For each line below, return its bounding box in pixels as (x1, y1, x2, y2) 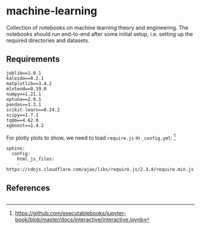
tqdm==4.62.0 (6, 117, 39, 123)
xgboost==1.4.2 (6, 122, 44, 128)
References (6, 183, 50, 193)
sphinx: (6, 146, 26, 152)
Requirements (6, 54, 60, 64)
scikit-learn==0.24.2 (6, 107, 60, 113)
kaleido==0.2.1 (6, 75, 44, 82)
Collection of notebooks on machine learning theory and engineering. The (6, 24, 189, 31)
